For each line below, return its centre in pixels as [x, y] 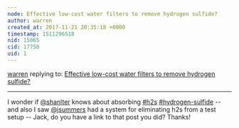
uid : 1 [17, 54]
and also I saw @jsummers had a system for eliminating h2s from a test [112, 109]
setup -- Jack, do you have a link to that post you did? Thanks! [99, 117]
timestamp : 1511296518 [41, 34]
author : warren [30, 21]
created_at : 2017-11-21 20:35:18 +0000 [67, 27]
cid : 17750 [23, 47]
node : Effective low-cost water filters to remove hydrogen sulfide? [113, 14]
